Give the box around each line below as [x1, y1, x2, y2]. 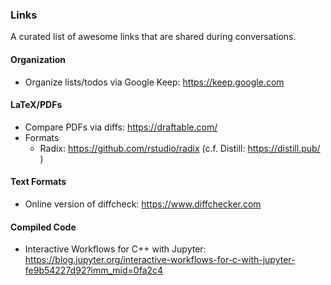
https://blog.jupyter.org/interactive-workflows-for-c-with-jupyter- [24, 254, 296, 266]
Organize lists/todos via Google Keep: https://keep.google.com [24, 76, 285, 88]
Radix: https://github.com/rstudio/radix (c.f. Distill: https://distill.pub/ [39, 142, 321, 154]
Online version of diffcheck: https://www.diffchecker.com [24, 198, 262, 210]
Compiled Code [10, 221, 77, 233]
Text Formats [10, 176, 67, 188]
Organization [10, 53, 66, 65]
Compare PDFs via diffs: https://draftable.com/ [24, 121, 218, 133]
